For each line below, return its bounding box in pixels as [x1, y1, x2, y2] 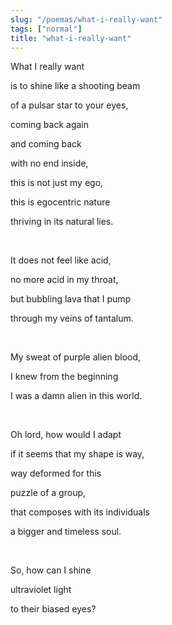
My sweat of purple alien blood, [10, 351, 142, 363]
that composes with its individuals [10, 506, 150, 518]
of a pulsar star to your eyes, [10, 99, 129, 111]
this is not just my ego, [10, 177, 104, 189]
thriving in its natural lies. [10, 216, 114, 228]
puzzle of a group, [10, 487, 87, 499]
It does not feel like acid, [10, 254, 112, 266]
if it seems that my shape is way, [10, 448, 145, 460]
